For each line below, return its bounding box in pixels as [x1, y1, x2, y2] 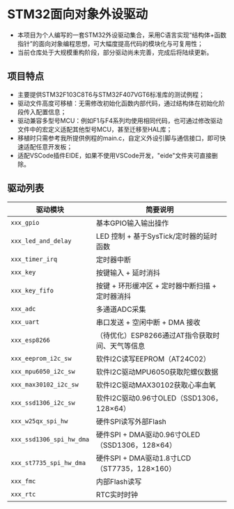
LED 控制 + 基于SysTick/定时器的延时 [96, 231, 217, 241]
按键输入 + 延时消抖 [96, 267, 161, 277]
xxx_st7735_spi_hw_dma [10, 459, 86, 467]
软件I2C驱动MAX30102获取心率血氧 [96, 380, 216, 390]
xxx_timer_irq [10, 255, 58, 263]
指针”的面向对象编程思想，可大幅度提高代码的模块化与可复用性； [17, 39, 203, 47]
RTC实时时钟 [96, 490, 138, 499]
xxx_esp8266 [10, 336, 51, 344]
